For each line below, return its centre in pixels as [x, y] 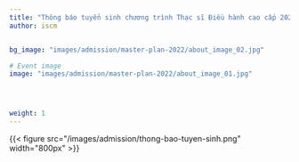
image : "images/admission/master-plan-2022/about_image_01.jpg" [131, 74]
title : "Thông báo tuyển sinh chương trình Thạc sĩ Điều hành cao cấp [143, 17]
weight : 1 [28, 113]
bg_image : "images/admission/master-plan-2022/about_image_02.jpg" [137, 50]
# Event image [36, 66]
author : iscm [33, 26]
